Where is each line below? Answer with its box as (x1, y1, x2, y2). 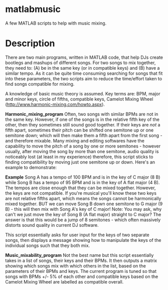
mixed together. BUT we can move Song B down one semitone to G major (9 (5, 201, 163, 207)
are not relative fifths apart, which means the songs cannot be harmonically (5, 195, 161, 201)
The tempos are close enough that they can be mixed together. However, (5, 185, 156, 191)
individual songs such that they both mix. (5, 242, 90, 248)
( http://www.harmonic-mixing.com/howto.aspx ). (5, 101, 105, 107)
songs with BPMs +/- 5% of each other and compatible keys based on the (5, 273, 158, 279)
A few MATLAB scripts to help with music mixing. (5, 20, 107, 26)
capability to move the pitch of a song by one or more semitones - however (5, 143, 161, 149)
